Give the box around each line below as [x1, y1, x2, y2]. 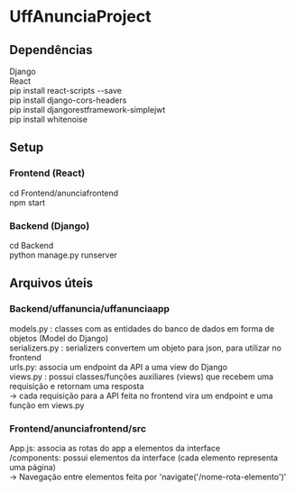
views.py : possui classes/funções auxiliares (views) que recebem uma [9, 371, 273, 382]
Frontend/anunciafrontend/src [9, 422, 147, 434]
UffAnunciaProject [9, 6, 152, 27]
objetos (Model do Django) [9, 332, 109, 343]
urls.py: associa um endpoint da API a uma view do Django [9, 361, 228, 372]
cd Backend [9, 240, 54, 250]
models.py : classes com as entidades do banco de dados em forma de [9, 323, 275, 334]
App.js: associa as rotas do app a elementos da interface [9, 442, 221, 453]
